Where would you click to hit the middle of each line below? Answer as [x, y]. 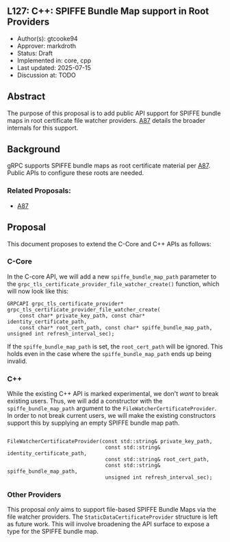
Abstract [26, 96]
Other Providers [34, 495]
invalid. [17, 361]
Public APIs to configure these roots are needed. [76, 173]
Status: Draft [35, 53]
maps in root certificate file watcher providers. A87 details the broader [106, 120]
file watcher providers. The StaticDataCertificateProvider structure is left [112, 517]
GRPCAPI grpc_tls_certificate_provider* [66, 304]
